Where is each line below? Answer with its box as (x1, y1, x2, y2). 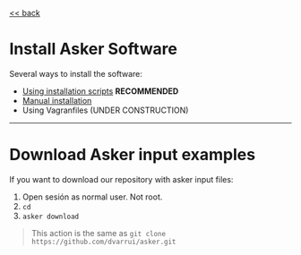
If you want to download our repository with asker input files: (9, 174, 234, 184)
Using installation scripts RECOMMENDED (21, 85, 179, 97)
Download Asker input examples (9, 145, 256, 165)
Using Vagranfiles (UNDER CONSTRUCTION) (21, 105, 189, 115)
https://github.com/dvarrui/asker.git (30, 237, 176, 246)
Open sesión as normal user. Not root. (21, 191, 163, 202)
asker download (21, 212, 80, 221)
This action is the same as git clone (30, 227, 167, 238)
